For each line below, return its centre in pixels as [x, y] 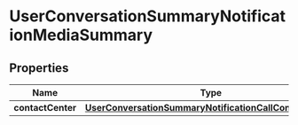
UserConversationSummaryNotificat [148, 16]
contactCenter [45, 108]
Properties [39, 68]
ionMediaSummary [81, 35]
